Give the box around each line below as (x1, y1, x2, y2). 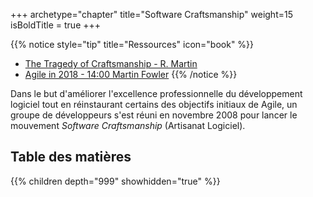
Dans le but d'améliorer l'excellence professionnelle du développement (10, 88, 303, 99)
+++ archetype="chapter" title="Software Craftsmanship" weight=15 (10, 9, 293, 20)
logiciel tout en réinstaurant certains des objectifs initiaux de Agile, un (10, 99, 298, 110)
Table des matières (10, 149, 132, 166)
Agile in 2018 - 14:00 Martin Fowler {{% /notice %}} (24, 69, 238, 80)
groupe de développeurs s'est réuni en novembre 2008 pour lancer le (10, 109, 298, 121)
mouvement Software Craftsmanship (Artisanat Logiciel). (10, 120, 246, 131)
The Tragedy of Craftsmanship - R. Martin (24, 58, 198, 69)
